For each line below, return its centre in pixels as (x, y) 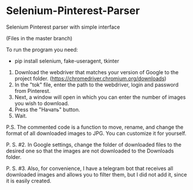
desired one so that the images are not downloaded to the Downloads (90, 151)
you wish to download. (42, 103)
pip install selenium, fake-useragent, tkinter (67, 61)
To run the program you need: (42, 49)
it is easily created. (29, 181)
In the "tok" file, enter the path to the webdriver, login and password (96, 84)
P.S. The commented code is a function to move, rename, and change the (95, 127)
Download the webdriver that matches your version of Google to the (96, 72)
